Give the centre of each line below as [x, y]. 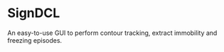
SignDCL [34, 13]
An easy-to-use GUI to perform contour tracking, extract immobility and [112, 33]
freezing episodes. [35, 40]
